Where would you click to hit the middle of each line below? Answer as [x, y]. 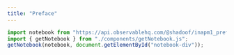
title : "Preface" [32, 13]
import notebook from [39, 32]
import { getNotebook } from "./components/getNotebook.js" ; [98, 38]
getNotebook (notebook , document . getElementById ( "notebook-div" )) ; [106, 45]
